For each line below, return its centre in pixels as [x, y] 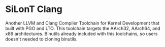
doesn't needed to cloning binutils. [41, 39]
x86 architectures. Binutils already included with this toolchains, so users [81, 33]
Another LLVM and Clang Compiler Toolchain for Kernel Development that [82, 23]
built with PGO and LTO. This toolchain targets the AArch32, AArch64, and [83, 28]
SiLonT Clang [34, 9]
